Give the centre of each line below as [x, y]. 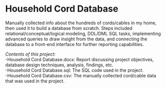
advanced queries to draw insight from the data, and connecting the [76, 39]
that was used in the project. [35, 81]
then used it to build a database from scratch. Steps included [69, 28]
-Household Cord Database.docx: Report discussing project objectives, [79, 59]
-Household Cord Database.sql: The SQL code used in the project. [74, 70]
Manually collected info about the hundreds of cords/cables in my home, [81, 23]
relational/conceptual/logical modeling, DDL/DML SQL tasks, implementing [83, 33]
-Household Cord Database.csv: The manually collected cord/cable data [81, 75]
